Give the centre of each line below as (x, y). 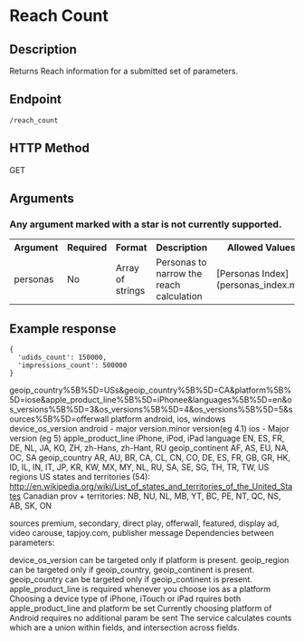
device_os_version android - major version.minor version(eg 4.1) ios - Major (149, 429)
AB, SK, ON (31, 506)
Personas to (181, 262)
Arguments (42, 199)
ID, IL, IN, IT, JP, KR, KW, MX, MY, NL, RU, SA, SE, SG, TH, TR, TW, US (139, 467)
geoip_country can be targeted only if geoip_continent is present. (131, 579)
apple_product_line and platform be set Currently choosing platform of (141, 608)
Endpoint (35, 99)
